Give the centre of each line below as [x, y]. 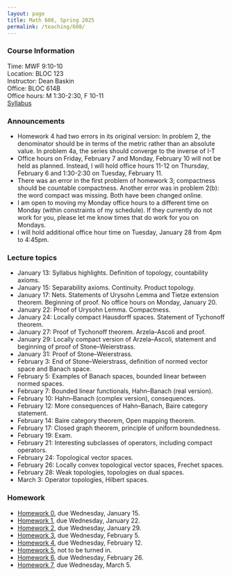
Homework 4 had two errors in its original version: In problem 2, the [114, 136]
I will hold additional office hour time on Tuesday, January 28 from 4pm [119, 232]
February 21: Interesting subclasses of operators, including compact [115, 443]
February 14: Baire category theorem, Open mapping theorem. [106, 421]
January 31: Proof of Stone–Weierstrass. [75, 354]
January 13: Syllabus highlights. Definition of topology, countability [113, 273]
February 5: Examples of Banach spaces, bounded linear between [111, 376]
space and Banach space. [55, 369]
